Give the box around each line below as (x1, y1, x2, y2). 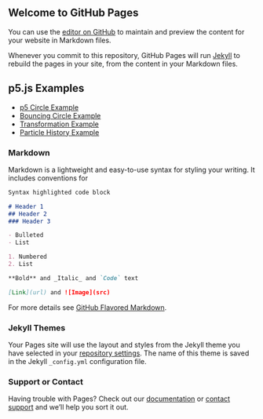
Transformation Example (19, 119, 100, 129)
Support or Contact (8, 376, 84, 387)
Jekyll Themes (8, 322, 66, 333)
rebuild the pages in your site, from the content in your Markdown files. (8, 59, 238, 68)
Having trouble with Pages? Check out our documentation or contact (8, 394, 230, 403)
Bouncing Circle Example (19, 111, 101, 120)
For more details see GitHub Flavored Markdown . (8, 302, 167, 312)
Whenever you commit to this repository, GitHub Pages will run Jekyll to (8, 50, 241, 60)
